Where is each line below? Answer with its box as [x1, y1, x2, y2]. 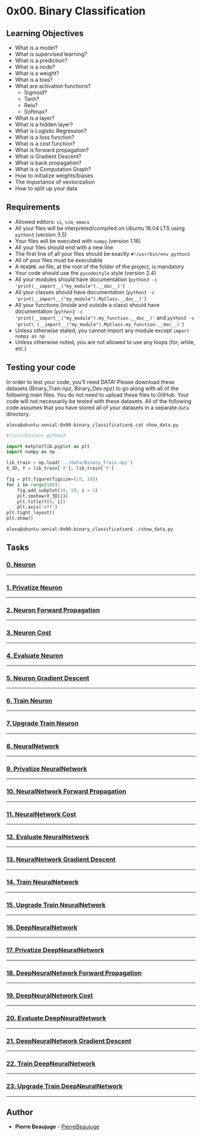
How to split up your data [14, 185, 78, 192]
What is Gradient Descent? [14, 153, 82, 160]
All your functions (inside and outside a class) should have [14, 301, 160, 308]
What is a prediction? [14, 57, 68, 64]
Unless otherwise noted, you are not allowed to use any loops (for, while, [14, 338, 195, 345]
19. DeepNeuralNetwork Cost [6, 991, 93, 999]
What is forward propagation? [14, 146, 89, 153]
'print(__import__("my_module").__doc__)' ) [14, 282, 125, 289]
